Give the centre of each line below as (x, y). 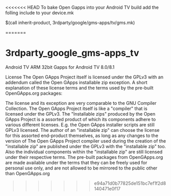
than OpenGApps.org (28, 173)
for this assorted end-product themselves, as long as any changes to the (82, 135)
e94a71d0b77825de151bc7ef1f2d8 (130, 183)
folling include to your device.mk (40, 13)
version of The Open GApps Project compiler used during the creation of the (86, 141)
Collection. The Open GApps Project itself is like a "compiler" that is (76, 108)
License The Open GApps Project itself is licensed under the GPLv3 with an (84, 77)
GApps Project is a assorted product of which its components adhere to (81, 119)
